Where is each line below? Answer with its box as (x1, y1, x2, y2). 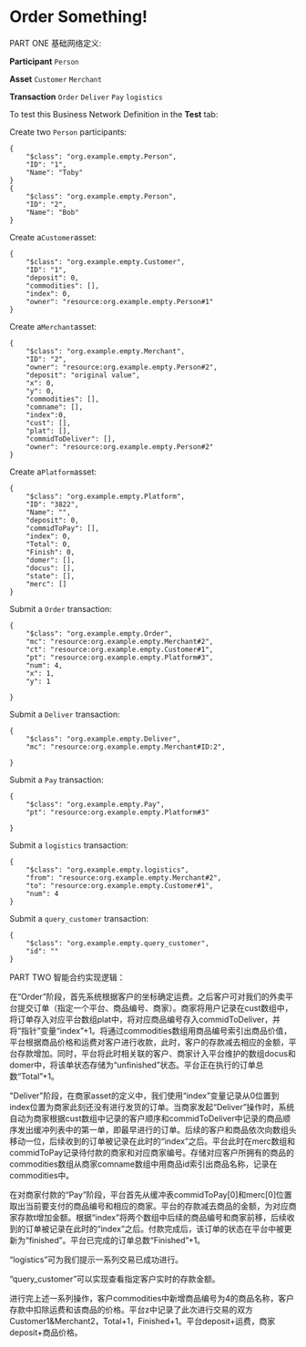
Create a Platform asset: (9, 466, 97, 477)
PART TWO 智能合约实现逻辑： (9, 972, 126, 983)
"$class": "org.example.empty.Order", (25, 628, 173, 638)
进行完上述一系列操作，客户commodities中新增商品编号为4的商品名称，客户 (9, 1292, 294, 1303)
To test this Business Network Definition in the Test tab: (9, 108, 219, 119)
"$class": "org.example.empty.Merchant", (25, 346, 185, 356)
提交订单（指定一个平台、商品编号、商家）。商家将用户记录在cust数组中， (16, 1002, 293, 1013)
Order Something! (9, 6, 148, 27)
